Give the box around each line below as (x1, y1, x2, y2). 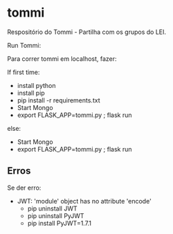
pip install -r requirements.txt (17, 96, 100, 105)
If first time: (7, 68, 40, 76)
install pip (17, 89, 45, 97)
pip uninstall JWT (27, 204, 78, 213)
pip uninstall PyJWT (27, 211, 84, 219)
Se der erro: (7, 183, 42, 192)
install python (17, 81, 56, 89)
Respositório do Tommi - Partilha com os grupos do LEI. (7, 28, 167, 36)
